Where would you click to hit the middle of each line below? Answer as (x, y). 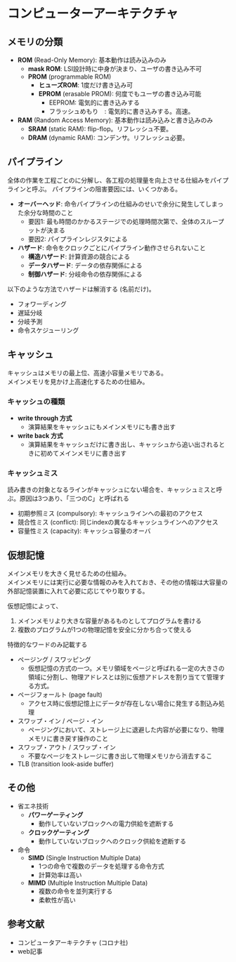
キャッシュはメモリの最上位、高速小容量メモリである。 (87, 373)
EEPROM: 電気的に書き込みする (94, 103)
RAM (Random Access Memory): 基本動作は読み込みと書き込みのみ (115, 120)
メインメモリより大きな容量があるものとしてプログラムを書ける (110, 621)
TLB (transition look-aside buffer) (66, 764)
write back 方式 (40, 435)
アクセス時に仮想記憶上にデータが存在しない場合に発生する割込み (123, 704)
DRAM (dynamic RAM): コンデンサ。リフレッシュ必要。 (108, 138)
